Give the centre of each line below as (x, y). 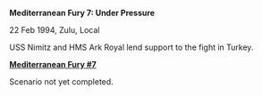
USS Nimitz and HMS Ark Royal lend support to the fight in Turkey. (131, 47)
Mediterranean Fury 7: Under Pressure (82, 13)
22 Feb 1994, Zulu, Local (55, 30)
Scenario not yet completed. (61, 82)
